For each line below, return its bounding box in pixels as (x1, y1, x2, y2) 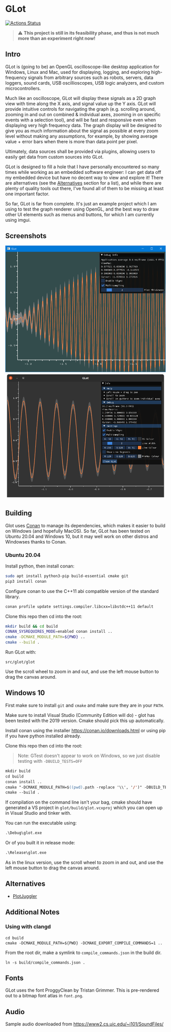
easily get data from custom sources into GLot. (5, 153, 104, 160)
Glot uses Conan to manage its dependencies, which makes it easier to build (5, 522, 165, 528)
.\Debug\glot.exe (5, 831, 42, 836)
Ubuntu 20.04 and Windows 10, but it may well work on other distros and (5, 533, 158, 539)
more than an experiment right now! (17, 35, 96, 41)
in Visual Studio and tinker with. (5, 810, 72, 816)
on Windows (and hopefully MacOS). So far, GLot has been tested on (5, 528, 150, 534)
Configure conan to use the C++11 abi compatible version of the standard (5, 588, 159, 594)
